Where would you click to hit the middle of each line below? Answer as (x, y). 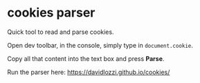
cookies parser (51, 13)
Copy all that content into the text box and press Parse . (86, 58)
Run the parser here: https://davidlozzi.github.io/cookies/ (89, 72)
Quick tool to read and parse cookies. (61, 32)
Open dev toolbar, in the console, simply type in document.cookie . (100, 45)
